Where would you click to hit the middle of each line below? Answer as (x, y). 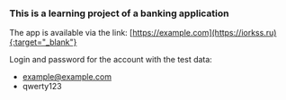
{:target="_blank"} (43, 42)
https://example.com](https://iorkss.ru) (204, 33)
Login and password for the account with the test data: (111, 60)
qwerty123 (42, 87)
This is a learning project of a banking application (119, 13)
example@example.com (67, 77)
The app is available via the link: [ (71, 33)
